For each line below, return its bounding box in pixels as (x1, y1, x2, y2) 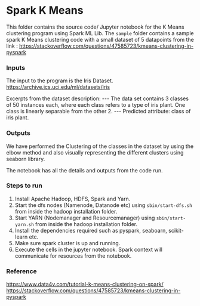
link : (6, 42, 18, 50)
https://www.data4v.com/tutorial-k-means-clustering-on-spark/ (6, 281, 164, 288)
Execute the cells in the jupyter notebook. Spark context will (14, 246, 163, 253)
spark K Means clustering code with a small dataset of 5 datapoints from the (6, 36, 194, 43)
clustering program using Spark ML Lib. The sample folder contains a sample (6, 29, 194, 36)
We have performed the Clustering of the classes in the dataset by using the (6, 143, 194, 150)
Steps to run (6, 181, 43, 190)
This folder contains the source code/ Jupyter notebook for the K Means (6, 23, 184, 30)
